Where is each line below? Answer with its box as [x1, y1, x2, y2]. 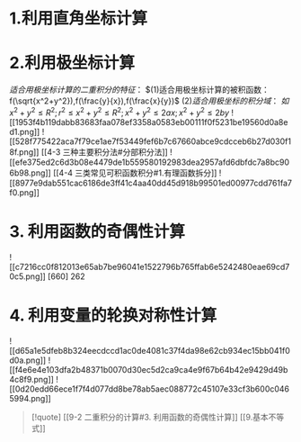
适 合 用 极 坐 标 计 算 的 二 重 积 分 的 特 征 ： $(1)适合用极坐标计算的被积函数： [9, 85, 270, 95]
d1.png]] [9, 126, 40, 137]
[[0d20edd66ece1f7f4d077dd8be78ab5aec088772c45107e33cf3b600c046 [9, 383, 290, 394]
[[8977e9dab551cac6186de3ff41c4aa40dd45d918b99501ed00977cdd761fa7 [9, 177, 293, 188]
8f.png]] [9, 146, 40, 158]
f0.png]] [9, 186, 40, 198]
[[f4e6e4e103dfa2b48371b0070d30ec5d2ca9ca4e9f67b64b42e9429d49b [9, 364, 288, 374]
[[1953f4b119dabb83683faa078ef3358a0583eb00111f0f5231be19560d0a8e [9, 116, 288, 127]
